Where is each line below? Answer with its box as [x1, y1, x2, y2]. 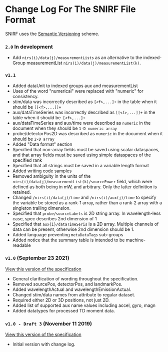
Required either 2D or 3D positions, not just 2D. [12, 297, 110, 303]
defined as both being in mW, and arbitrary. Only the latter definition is [12, 184, 157, 190]
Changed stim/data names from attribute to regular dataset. [12, 291, 135, 297]
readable [12, 242, 31, 248]
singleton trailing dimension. [12, 205, 71, 211]
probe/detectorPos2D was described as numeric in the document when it [12, 130, 163, 136]
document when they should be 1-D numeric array [12, 125, 117, 131]
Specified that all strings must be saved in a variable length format [12, 162, 149, 168]
